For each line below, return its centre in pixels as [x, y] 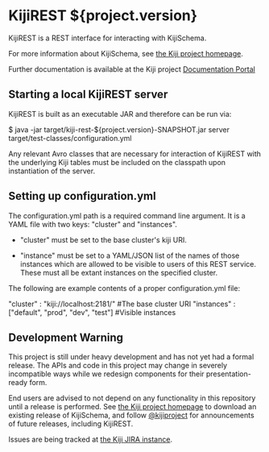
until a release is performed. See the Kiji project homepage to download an [132, 407]
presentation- [228, 374]
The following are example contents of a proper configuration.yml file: [124, 288]
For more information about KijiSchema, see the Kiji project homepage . [126, 53]
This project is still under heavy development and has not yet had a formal [131, 357]
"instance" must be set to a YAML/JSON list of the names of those [130, 255]
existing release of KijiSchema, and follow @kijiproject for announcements [132, 415]
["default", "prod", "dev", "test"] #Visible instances [92, 312]
